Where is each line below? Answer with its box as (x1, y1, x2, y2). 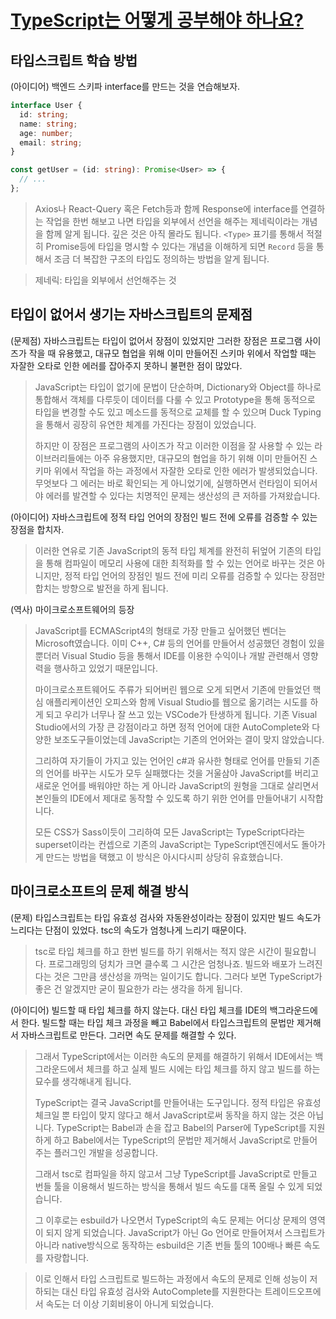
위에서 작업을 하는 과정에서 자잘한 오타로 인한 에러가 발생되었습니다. (53, 464, 318, 476)
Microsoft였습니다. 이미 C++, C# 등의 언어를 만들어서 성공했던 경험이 (34, 637, 307, 649)
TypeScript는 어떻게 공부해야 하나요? (10, 9, 304, 32)
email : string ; (19, 137, 83, 148)
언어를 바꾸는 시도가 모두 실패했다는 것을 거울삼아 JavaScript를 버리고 (45, 767, 320, 779)
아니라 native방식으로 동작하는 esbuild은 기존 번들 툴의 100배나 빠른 (34, 1239, 302, 1251)
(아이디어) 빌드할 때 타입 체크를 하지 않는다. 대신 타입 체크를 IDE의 (10, 1004, 268, 1016)
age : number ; (19, 128, 74, 138)
